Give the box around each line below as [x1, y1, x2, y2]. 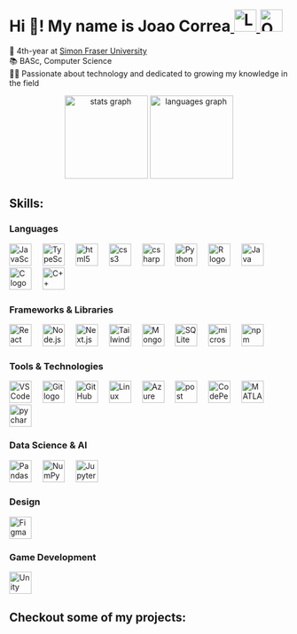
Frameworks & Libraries [9, 303, 113, 315]
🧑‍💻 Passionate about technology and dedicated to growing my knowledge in [9, 67, 288, 79]
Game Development [9, 551, 97, 563]
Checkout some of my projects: [9, 609, 186, 625]
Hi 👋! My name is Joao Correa [9, 16, 231, 36]
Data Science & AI [9, 440, 88, 452]
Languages [9, 223, 59, 235]
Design [9, 495, 41, 508]
